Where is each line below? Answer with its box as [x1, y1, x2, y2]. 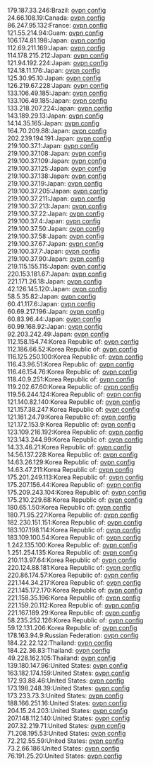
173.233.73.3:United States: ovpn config [7, 691, 123, 700]
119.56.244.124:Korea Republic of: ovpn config [7, 390, 142, 398]
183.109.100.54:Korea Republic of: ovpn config [7, 533, 142, 542]
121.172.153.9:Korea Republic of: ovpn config [7, 420, 136, 428]
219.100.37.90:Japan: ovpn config [7, 254, 104, 263]
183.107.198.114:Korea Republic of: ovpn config [7, 526, 141, 534]
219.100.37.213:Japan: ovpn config [7, 202, 107, 210]
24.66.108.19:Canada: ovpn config [7, 13, 106, 22]
